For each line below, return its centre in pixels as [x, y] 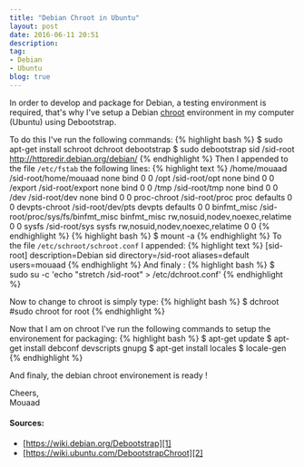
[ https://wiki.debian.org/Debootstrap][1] [97, 443]
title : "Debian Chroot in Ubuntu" [75, 18]
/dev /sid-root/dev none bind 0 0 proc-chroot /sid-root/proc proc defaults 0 [151, 197]
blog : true [30, 77]
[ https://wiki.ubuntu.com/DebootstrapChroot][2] [113, 452]
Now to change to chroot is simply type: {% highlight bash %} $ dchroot [144, 301]
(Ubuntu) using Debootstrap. [63, 122]
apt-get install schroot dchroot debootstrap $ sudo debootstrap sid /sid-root [152, 149]
